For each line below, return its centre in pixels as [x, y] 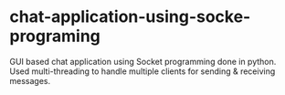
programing [55, 36]
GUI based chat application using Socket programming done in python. [143, 61]
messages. [30, 80]
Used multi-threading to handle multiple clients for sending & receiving [142, 71]
